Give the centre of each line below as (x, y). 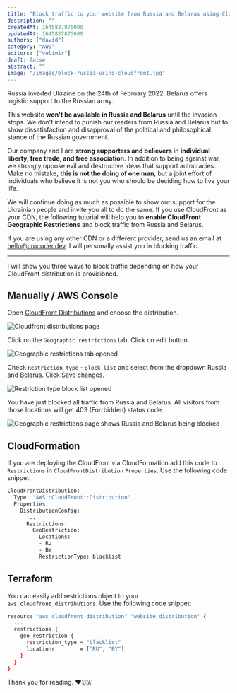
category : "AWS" (31, 47)
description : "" (31, 21)
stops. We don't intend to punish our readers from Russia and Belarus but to (118, 122)
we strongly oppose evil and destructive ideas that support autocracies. (112, 165)
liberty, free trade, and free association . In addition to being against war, (114, 158)
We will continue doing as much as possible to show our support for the (111, 202)
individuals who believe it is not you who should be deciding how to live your (119, 180)
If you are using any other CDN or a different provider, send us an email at (115, 238)
